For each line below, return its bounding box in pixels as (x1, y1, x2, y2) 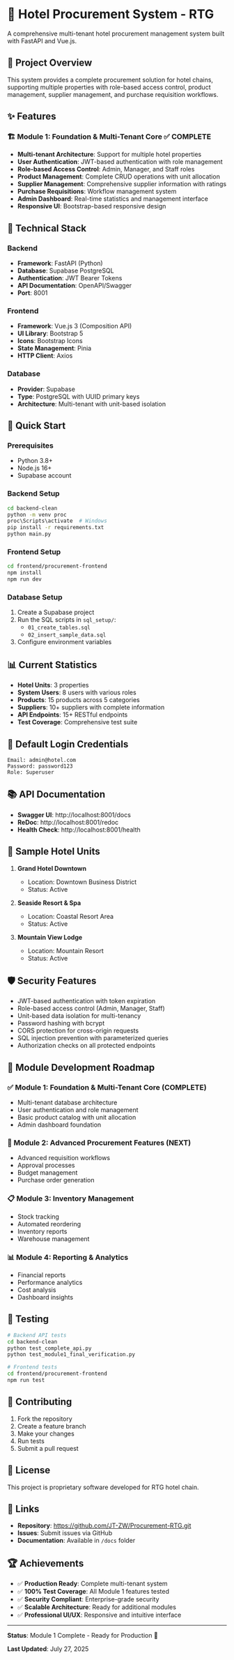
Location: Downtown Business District (27, 878, 137, 886)
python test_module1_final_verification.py (7, 1351, 136, 1358)
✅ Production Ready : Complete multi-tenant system (17, 1579, 169, 1588)
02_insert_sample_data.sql (27, 632, 107, 639)
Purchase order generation (17, 1176, 95, 1185)
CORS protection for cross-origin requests (17, 1026, 139, 1035)
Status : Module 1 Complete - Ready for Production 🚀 (7, 1631, 158, 1640)
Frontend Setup (7, 547, 61, 556)
